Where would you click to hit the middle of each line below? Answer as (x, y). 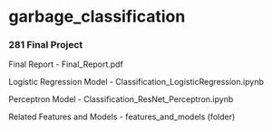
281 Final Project (46, 45)
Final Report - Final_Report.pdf (66, 64)
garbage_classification (97, 17)
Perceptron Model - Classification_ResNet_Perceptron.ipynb (121, 99)
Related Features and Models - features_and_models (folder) (122, 117)
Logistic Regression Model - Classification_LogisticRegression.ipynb (136, 82)
